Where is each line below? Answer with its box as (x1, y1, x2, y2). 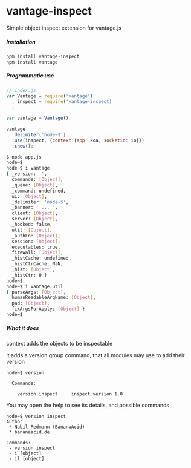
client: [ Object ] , (11, 210, 59, 216)
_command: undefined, (11, 188, 66, 194)
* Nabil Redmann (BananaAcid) (8, 424, 85, 430)
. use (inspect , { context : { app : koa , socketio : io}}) (11, 137, 145, 143)
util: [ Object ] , (11, 227, 53, 233)
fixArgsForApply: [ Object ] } (11, 306, 85, 312)
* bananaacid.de (8, 429, 50, 435)
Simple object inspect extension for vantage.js (6, 24, 122, 31)
